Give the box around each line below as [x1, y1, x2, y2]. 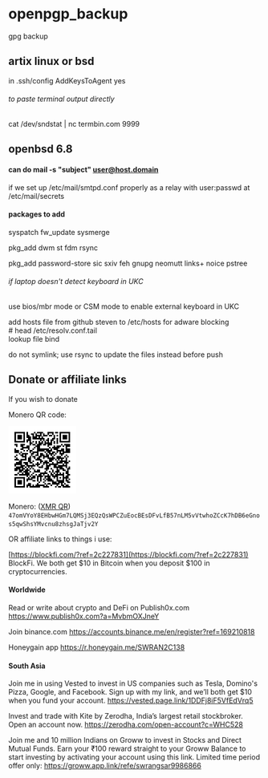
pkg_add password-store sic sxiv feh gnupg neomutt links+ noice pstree [8, 258, 248, 268]
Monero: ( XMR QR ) [8, 501, 71, 511]
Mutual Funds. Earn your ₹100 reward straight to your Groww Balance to [8, 744, 246, 754]
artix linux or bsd [8, 55, 95, 68]
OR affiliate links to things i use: [8, 534, 112, 544]
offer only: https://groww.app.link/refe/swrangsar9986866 [8, 761, 202, 771]
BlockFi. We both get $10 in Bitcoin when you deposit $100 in [8, 558, 210, 568]
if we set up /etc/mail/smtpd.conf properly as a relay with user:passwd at [8, 182, 250, 192]
